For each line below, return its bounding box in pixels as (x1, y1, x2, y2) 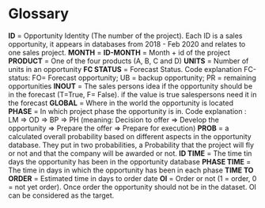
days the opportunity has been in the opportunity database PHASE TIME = (8, 157, 252, 166)
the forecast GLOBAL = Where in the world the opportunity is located (8, 98, 233, 108)
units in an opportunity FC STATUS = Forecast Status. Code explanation (8, 64, 243, 74)
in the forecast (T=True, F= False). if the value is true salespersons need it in (8, 89, 257, 99)
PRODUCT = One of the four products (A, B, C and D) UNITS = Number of (8, 56, 249, 66)
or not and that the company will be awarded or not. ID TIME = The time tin (8, 148, 252, 158)
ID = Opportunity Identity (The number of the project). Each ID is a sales (8, 31, 243, 40)
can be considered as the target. (8, 191, 115, 200)
